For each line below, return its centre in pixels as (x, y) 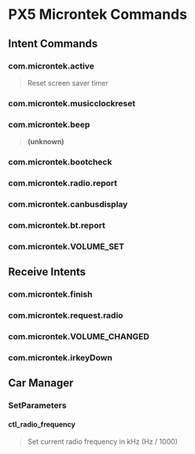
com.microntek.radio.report (63, 183)
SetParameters (37, 405)
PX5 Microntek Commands (97, 15)
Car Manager (41, 383)
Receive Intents (47, 272)
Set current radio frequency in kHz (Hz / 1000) (103, 441)
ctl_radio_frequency (42, 424)
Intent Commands (53, 44)
